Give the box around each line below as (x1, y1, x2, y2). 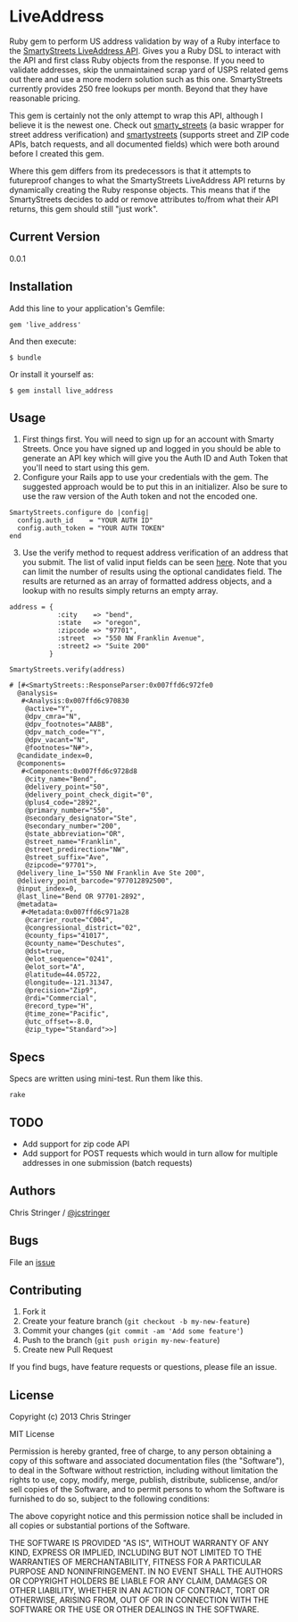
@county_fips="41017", (25, 932, 110, 941)
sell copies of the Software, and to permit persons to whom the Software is (9, 1484, 286, 1495)
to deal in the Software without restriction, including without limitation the (9, 1465, 278, 1476)
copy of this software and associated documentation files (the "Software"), (9, 1456, 286, 1466)
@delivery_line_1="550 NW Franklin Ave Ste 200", (17, 869, 205, 878)
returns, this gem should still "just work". (9, 203, 159, 214)
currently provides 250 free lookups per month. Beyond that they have (9, 83, 269, 94)
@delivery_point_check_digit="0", (25, 790, 153, 799)
